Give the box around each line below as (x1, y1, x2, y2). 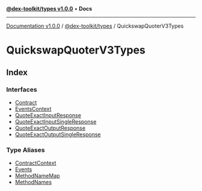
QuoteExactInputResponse (14, 111, 81, 119)
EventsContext (14, 105, 52, 112)
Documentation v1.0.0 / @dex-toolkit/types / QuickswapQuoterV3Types (6, 22, 184, 29)
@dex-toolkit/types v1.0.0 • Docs (6, 5, 93, 12)
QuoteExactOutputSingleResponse (14, 130, 101, 138)
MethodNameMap (14, 172, 60, 180)
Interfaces (6, 85, 37, 94)
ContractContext (14, 159, 57, 167)
